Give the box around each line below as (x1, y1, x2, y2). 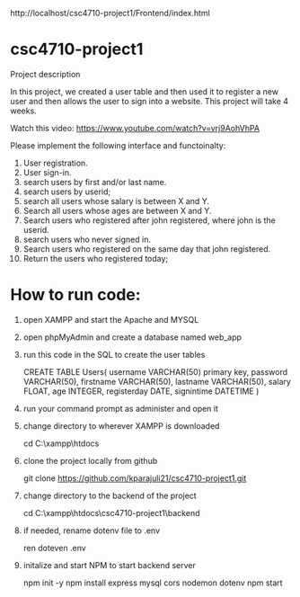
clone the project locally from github (22, 455, 158, 466)
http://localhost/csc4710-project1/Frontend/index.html (10, 8, 210, 18)
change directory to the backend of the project (22, 490, 197, 501)
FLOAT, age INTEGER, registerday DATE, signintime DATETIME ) (22, 386, 260, 397)
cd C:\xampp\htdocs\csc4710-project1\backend (22, 507, 200, 518)
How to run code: (10, 285, 142, 305)
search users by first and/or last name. (22, 176, 167, 187)
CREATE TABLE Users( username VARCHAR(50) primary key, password (22, 366, 288, 377)
